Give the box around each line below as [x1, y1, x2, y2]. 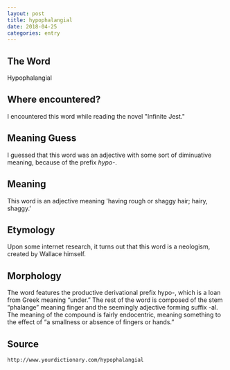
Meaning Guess [7, 133, 77, 144]
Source [7, 338, 39, 350]
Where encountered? [7, 94, 101, 106]
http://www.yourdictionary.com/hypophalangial [7, 356, 144, 363]
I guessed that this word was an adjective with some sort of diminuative [7, 151, 212, 159]
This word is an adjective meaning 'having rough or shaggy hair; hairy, [7, 196, 208, 205]
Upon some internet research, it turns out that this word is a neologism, [7, 242, 211, 251]
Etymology [7, 224, 55, 236]
